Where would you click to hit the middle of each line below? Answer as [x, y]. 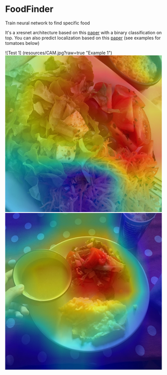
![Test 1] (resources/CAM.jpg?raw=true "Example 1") [59, 53]
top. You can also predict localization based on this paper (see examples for [83, 38]
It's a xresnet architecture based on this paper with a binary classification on [83, 32]
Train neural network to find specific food [48, 23]
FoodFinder [29, 9]
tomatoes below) [22, 43]
